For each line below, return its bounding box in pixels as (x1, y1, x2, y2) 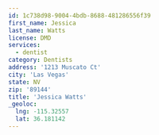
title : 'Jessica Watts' (8, 93, 87, 101)
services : (8, 41, 41, 49)
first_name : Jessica (8, 19, 77, 27)
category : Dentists (8, 56, 73, 64)
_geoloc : (8, 100, 37, 108)
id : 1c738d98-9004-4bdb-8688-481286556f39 (8, 11, 151, 20)
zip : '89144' (8, 85, 52, 94)
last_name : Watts (8, 26, 66, 34)
